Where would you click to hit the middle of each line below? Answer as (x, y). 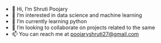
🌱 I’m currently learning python (49, 21)
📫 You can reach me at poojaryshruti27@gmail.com (75, 34)
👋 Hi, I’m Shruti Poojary (40, 9)
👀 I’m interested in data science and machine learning (77, 15)
